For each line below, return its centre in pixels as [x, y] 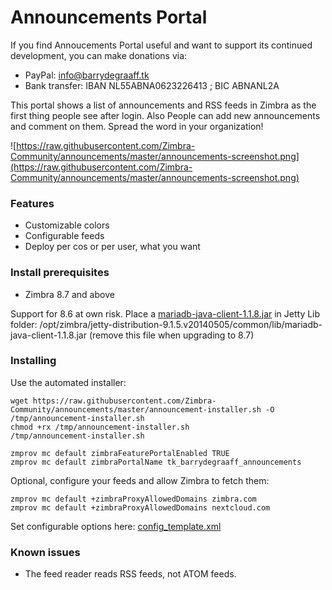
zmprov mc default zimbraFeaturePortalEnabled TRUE [120, 453]
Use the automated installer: [68, 382]
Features [32, 203]
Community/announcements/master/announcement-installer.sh [136, 409]
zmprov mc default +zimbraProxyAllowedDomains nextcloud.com [140, 507]
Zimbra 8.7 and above [69, 294]
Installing [33, 361]
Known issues [45, 552]
